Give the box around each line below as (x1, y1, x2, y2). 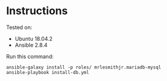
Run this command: (6, 53, 54, 60)
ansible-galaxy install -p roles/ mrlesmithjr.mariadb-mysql (6, 64, 162, 70)
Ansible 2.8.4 (14, 41, 48, 48)
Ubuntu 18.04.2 (14, 35, 52, 42)
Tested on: (6, 24, 33, 31)
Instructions (6, 4, 68, 18)
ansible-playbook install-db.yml (6, 69, 89, 75)
